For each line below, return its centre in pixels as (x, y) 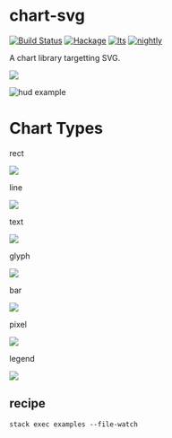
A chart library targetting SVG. (65, 57)
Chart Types (56, 129)
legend (22, 358)
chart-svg (47, 16)
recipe (28, 403)
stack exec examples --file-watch (74, 424)
